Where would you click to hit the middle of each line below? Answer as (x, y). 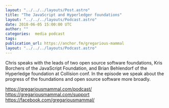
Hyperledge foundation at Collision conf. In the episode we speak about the (85, 73)
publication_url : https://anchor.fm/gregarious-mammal (65, 44)
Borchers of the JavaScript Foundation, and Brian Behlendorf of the (76, 68)
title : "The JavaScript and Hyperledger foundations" (64, 15)
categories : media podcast (35, 34)
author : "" (17, 29)
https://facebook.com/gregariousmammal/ (50, 100)
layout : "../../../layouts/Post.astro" (48, 10)
